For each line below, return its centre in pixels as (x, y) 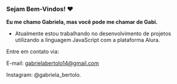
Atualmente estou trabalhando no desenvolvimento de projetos (93, 34)
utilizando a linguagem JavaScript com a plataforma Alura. (88, 40)
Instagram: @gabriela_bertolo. (44, 75)
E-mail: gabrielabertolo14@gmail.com (53, 63)
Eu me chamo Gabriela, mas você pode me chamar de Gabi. (82, 22)
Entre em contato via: (33, 52)
